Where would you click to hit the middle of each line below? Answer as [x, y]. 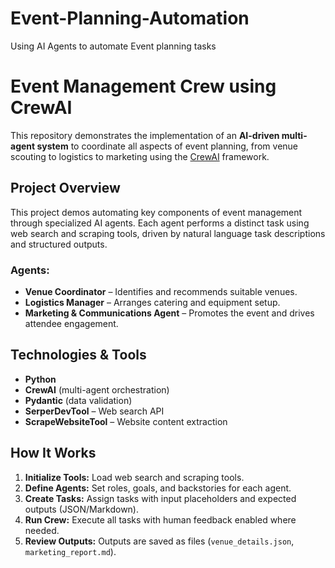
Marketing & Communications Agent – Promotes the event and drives [169, 313]
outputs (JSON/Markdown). [81, 509]
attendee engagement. [71, 323]
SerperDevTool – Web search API [94, 411]
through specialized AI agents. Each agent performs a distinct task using [160, 223]
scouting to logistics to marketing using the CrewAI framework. [140, 156]
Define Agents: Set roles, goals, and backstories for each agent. [158, 488]
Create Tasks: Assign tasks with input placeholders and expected [160, 498]
